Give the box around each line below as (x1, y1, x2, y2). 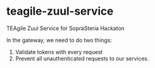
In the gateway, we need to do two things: (6, 36, 112, 43)
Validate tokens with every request (15, 48, 103, 56)
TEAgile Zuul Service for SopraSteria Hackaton (6, 25, 124, 32)
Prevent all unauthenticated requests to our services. (15, 55, 149, 62)
